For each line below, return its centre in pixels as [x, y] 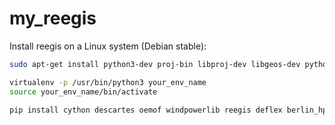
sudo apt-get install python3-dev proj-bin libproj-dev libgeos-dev [155, 64]
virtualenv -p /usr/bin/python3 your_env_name [108, 82]
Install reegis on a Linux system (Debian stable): [108, 46]
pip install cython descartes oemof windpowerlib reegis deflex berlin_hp [168, 110]
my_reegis [53, 18]
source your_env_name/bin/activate [83, 92]
